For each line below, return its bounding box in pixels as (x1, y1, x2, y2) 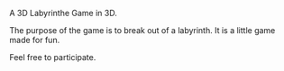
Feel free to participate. (9, 52, 96, 62)
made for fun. (9, 35, 60, 45)
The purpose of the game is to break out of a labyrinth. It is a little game (9, 25, 276, 35)
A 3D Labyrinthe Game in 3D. (9, 8, 117, 18)
